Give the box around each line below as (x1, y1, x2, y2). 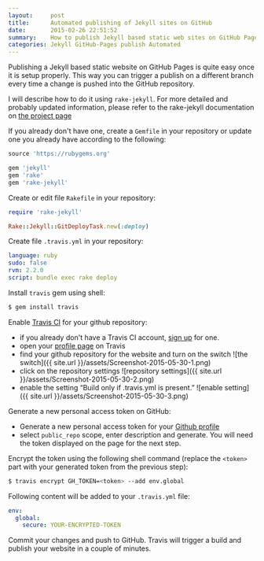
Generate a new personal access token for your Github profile (19, 422, 220, 431)
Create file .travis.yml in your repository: (8, 237, 144, 246)
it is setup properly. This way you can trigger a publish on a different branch (8, 71, 254, 80)
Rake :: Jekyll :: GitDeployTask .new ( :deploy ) (8, 222, 149, 231)
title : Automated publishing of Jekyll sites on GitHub (8, 19, 213, 27)
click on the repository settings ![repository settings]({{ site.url (19, 366, 222, 375)
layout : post (8, 11, 65, 20)
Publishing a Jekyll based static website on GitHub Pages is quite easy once (8, 62, 255, 72)
